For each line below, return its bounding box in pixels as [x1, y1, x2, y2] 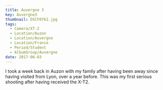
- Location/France [10, 40, 49, 46]
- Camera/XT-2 [10, 26, 39, 31]
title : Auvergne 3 [5, 7, 44, 13]
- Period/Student [10, 45, 47, 50]
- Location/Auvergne [10, 36, 53, 41]
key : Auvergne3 [5, 12, 37, 17]
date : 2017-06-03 [5, 54, 42, 60]
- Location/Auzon [10, 31, 47, 36]
